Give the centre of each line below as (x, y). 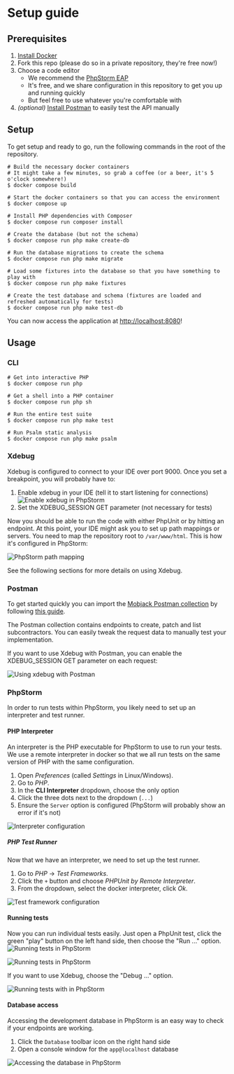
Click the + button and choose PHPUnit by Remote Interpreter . (106, 881)
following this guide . (36, 612)
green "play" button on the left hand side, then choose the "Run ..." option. (114, 941)
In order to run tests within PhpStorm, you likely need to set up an (101, 708)
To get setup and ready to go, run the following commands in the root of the (116, 146)
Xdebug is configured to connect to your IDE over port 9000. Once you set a (117, 471)
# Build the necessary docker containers (68, 167)
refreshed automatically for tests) (60, 302)
